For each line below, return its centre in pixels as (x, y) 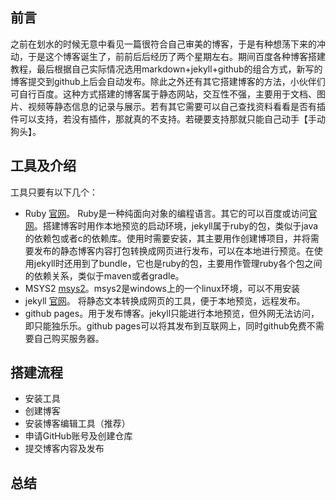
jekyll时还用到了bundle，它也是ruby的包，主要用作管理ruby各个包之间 (178, 263)
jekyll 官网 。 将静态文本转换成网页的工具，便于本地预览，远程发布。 (165, 300)
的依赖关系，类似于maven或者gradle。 (104, 275)
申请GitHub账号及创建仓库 (78, 436)
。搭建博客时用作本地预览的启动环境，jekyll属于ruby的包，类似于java (176, 225)
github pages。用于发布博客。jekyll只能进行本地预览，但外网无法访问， (172, 313)
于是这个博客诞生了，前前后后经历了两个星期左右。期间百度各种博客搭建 (176, 56)
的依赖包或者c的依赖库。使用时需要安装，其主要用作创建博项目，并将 (167, 238)
